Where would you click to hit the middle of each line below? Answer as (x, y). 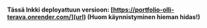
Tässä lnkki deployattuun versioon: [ (60, 10)
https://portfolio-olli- (144, 10)
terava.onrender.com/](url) (47, 16)
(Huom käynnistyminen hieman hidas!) (144, 16)
